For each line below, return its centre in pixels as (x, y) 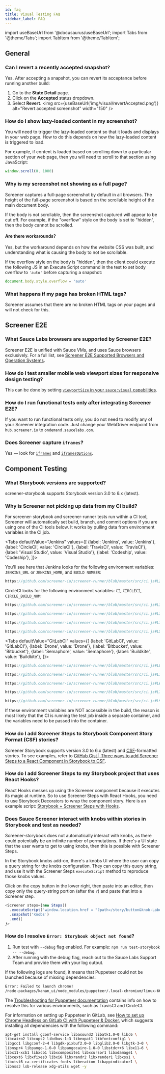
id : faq (13, 10)
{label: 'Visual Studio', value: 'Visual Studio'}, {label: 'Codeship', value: (76, 552)
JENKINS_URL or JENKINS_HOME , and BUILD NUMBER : (53, 572)
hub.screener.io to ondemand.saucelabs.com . (50, 430)
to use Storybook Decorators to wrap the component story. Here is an (76, 800)
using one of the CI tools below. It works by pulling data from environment (80, 527)
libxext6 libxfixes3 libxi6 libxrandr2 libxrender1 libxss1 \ (70, 1057)
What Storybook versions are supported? (55, 483)
